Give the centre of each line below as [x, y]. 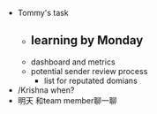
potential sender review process [89, 71]
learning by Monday [87, 40]
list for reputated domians [91, 80]
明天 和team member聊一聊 [67, 100]
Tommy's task [43, 13]
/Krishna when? [46, 90]
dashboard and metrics [73, 62]
